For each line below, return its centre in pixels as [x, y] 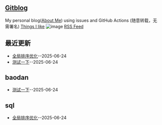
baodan [17, 78]
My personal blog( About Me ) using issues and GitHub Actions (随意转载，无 [81, 20]
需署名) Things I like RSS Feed [44, 26]
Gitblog [17, 8]
